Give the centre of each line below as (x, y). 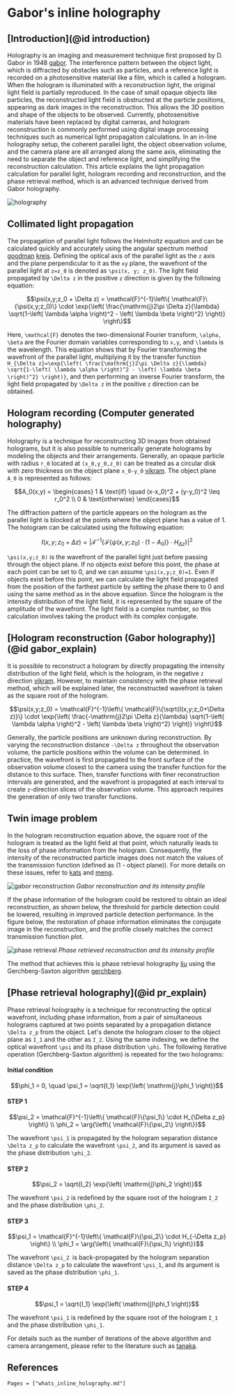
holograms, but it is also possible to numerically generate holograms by (110, 448)
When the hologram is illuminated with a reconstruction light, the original (111, 85)
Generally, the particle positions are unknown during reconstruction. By (110, 737)
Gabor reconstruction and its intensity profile (141, 886)
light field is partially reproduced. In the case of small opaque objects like (112, 92)
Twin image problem (52, 818)
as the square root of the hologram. (58, 695)
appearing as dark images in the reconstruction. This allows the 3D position (116, 107)
